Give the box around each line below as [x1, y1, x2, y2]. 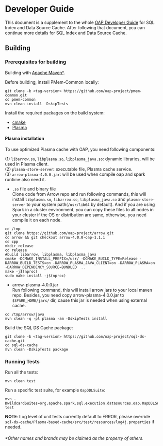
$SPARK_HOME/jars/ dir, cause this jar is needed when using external [12, 297, 147, 303]
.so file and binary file [12, 186, 56, 192]
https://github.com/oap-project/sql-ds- [64, 334, 147, 339]
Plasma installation [5, 135, 45, 142]
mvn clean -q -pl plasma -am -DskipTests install [5, 316, 108, 321]
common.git [5, 93, 27, 98]
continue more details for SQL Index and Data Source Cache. [5, 30, 127, 36]
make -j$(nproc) [5, 269, 38, 274]
